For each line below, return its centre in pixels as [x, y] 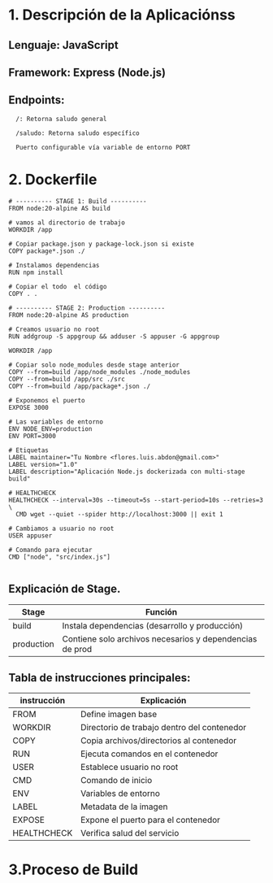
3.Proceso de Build [74, 870]
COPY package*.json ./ [47, 251]
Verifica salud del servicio [130, 833]
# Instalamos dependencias [54, 265]
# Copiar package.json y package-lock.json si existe [102, 244]
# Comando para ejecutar [50, 550]
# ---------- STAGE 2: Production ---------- [87, 308]
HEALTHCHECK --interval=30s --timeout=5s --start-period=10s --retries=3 [136, 500]
